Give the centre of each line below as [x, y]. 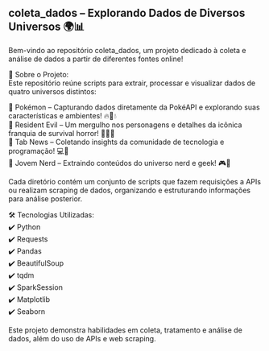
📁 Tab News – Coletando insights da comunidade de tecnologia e [116, 142]
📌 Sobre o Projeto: [39, 74]
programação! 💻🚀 [39, 151]
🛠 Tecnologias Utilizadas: [52, 215]
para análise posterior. [46, 198]
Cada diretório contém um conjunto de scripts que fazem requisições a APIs [135, 181]
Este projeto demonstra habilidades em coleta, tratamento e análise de [126, 330]
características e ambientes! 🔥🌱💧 [62, 115]
